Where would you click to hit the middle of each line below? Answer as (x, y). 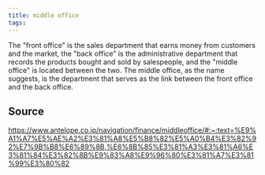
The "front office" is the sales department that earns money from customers (132, 45)
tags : (17, 23)
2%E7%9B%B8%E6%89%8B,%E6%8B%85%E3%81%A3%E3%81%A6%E (131, 147)
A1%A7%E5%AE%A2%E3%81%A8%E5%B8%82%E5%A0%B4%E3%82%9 (132, 139)
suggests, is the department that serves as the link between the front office (131, 78)
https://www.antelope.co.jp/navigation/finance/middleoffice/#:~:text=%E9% (132, 130)
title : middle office (44, 15)
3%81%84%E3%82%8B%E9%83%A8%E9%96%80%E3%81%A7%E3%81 (131, 155)
